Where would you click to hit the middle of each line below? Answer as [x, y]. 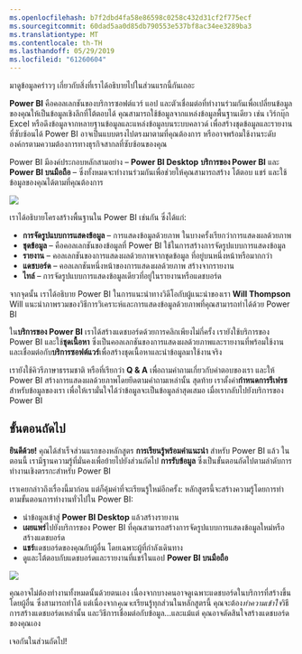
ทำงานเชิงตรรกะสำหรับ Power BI [60, 471]
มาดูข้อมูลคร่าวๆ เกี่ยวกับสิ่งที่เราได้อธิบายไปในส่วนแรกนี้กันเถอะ [102, 85]
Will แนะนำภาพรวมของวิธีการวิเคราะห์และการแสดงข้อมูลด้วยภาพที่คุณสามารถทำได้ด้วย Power [150, 304]
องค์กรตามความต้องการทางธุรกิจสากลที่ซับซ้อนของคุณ [88, 144]
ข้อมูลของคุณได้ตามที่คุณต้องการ [56, 182]
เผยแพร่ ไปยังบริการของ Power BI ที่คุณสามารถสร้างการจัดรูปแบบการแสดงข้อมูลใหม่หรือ [154, 527]
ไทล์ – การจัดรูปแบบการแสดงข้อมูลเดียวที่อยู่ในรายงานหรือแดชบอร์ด [122, 276]
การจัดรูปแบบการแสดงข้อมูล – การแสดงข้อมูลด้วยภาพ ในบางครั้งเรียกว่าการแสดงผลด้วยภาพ [157, 235]
